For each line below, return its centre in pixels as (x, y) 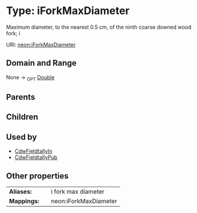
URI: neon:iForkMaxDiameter (41, 45)
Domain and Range (41, 63)
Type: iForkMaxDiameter (68, 11)
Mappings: (24, 201)
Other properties (37, 176)
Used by (21, 137)
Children (22, 117)
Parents (21, 97)
